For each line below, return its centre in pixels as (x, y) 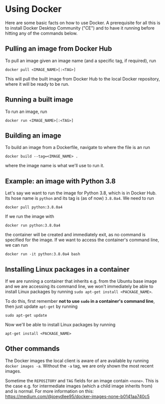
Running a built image (39, 100)
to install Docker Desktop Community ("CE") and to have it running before (80, 28)
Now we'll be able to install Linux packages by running (60, 325)
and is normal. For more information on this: (49, 391)
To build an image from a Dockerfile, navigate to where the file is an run (78, 147)
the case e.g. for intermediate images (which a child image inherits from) (79, 386)
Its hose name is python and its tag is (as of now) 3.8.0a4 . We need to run (80, 198)
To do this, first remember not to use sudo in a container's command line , (80, 301)
